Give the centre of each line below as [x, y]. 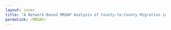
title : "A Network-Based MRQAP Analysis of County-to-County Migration [83, 15]
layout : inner [20, 10]
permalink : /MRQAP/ [26, 19]
